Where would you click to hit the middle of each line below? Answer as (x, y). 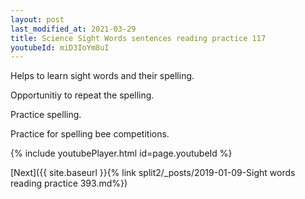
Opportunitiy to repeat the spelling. (82, 95)
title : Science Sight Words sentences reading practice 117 (138, 38)
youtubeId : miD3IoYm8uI (60, 47)
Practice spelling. (46, 115)
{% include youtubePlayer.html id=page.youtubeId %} (121, 153)
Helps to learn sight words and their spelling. (102, 76)
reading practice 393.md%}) (69, 183)
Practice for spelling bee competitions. (90, 134)
